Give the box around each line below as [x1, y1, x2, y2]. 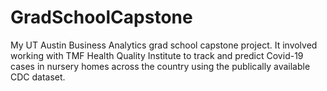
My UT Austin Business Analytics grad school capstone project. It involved [10, 39, 318, 51]
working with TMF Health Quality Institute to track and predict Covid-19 [10, 49, 304, 61]
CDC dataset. [10, 71, 66, 83]
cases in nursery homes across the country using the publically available [10, 60, 311, 72]
